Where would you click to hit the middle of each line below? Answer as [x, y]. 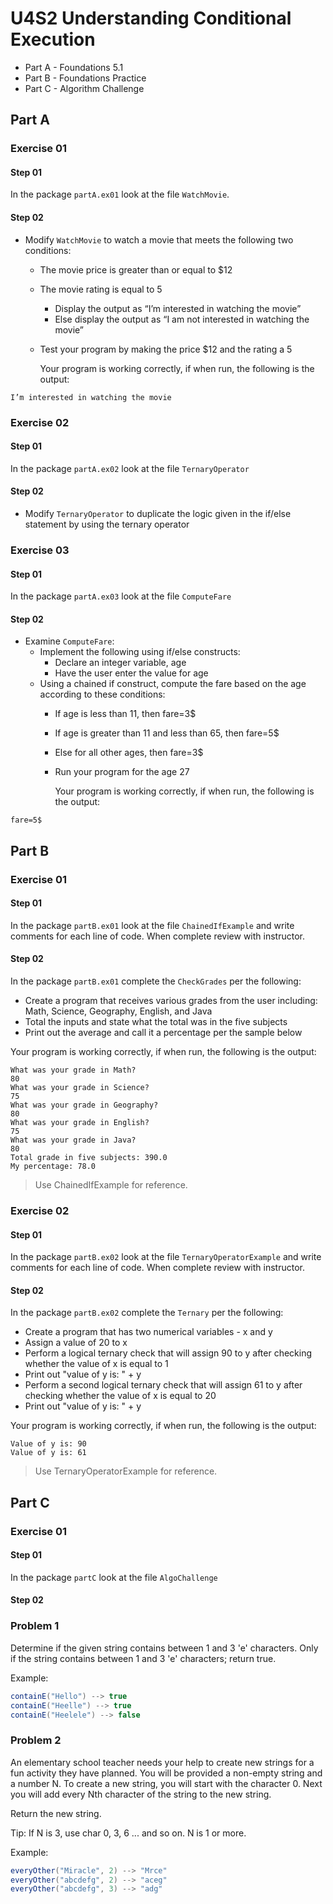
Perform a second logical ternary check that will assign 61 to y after [163, 1385]
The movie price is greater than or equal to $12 [136, 269]
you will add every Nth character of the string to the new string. [141, 1794]
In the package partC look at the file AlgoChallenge [114, 1577]
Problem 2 [36, 1740]
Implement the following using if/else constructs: [140, 652]
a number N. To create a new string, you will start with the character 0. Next [166, 1783]
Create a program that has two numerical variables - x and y [148, 1332]
